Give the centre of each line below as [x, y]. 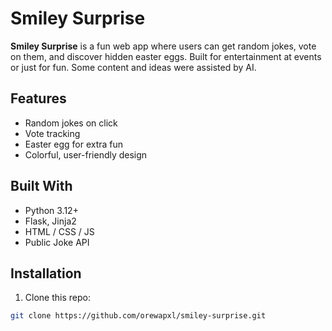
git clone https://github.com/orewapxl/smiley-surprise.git [138, 316]
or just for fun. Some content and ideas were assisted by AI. [133, 67]
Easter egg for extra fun [74, 144]
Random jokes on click [71, 123]
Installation [46, 273]
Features [38, 98]
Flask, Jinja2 [50, 221]
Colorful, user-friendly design [86, 154]
